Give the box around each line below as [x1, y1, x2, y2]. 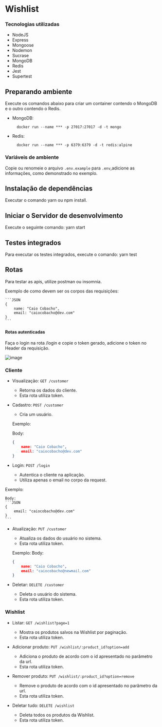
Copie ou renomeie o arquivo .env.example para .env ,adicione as [5, 165, 135, 171]
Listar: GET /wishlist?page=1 [12, 620, 70, 625]
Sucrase [12, 53, 29, 59]
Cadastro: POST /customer [12, 402, 64, 408]
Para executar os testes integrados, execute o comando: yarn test [5, 251, 137, 257]
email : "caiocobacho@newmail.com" [21, 568, 91, 573]
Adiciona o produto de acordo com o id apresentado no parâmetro [19, 653, 153, 659]
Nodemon [12, 47, 33, 53]
